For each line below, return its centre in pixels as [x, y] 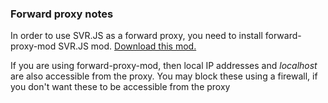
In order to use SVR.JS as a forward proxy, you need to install [136, 36]
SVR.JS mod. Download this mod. [127, 46]
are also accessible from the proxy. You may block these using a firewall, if [164, 76]
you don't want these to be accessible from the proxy [120, 87]
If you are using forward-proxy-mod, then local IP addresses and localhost [164, 66]
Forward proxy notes [62, 14]
